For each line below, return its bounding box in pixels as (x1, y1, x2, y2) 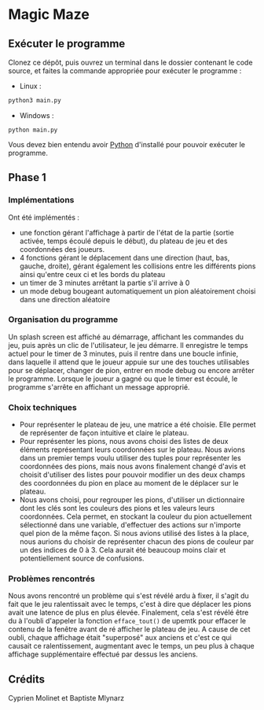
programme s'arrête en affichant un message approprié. (8, 382, 190, 391)
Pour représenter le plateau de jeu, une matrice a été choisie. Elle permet (19, 420, 257, 430)
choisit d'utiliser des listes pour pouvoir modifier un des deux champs (19, 470, 246, 479)
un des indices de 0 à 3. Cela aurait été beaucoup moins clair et (19, 545, 226, 555)
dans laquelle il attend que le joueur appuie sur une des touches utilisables (8, 357, 250, 367)
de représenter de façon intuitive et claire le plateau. (19, 428, 189, 438)
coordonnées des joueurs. (19, 244, 105, 253)
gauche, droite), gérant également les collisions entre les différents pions (19, 261, 256, 271)
